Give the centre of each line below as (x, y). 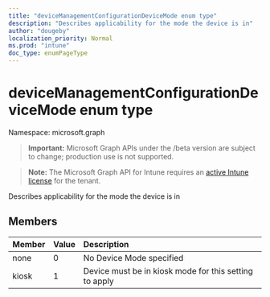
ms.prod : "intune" (39, 46)
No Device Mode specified (133, 258)
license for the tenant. (64, 180)
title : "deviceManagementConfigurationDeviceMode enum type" (113, 16)
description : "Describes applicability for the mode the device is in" (131, 23)
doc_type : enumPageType (48, 53)
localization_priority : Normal (61, 38)
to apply (98, 281)
